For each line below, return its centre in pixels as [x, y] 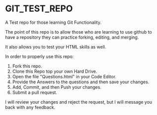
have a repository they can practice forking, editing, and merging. [72, 37]
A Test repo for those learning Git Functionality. [53, 22]
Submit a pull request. [35, 92]
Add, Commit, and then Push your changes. [57, 87]
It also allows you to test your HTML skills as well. [56, 47]
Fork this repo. [27, 66]
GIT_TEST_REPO [39, 9]
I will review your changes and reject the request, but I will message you [79, 102]
